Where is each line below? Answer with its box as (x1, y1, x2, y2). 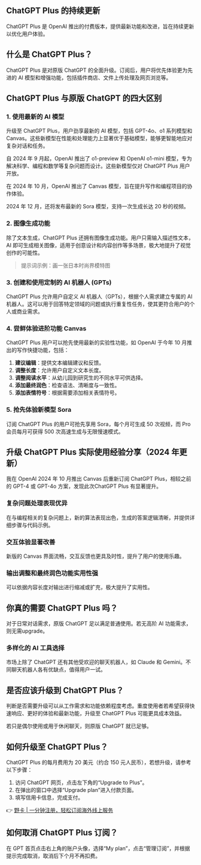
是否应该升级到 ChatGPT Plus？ (6, 685, 124, 696)
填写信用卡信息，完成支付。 (14, 794, 84, 801)
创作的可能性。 (6, 249, 43, 256)
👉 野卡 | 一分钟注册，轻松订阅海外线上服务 (6, 806, 114, 814)
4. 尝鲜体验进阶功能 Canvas (6, 324, 87, 332)
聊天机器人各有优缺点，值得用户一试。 (11, 666, 106, 673)
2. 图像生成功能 (6, 219, 51, 227)
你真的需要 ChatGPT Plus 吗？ (6, 603, 118, 613)
